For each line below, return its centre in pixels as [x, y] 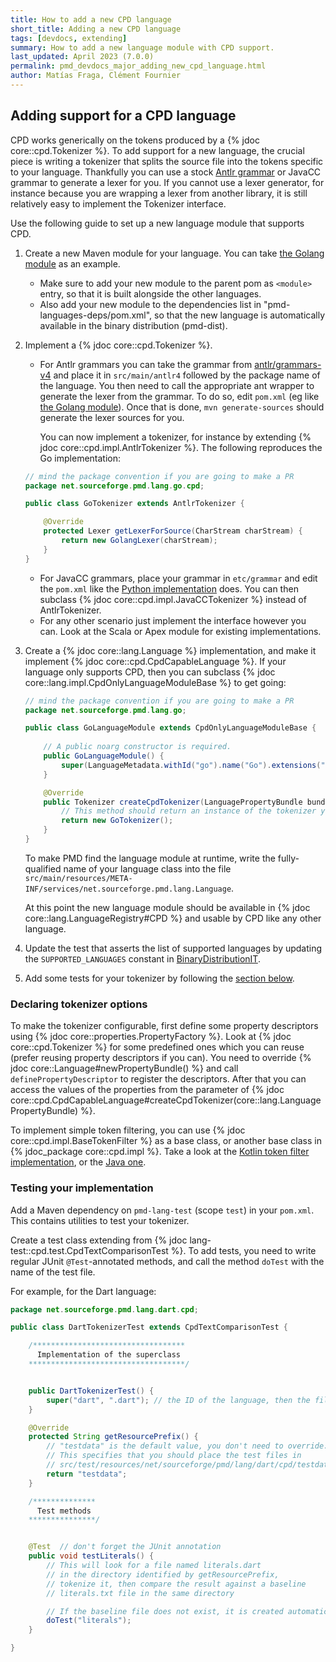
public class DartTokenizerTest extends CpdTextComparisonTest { [149, 1327]
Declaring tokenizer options [79, 1004]
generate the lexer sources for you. [112, 417]
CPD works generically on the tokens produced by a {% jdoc [135, 140]
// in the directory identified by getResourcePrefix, [163, 1574]
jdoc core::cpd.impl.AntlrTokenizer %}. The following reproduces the [181, 447]
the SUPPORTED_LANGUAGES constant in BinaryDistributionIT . [142, 958]
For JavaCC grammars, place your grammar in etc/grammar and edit [178, 578]
